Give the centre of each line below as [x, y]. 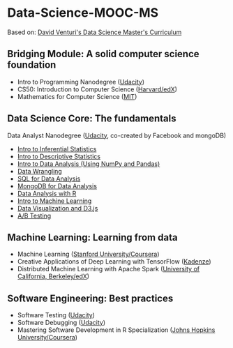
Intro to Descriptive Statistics [59, 156]
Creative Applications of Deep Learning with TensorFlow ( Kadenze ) [114, 262]
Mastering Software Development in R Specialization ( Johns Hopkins [116, 330]
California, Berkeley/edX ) [53, 276]
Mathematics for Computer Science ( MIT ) [77, 96]
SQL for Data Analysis [49, 179]
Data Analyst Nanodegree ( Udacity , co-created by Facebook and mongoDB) [117, 135]
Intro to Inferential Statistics [57, 149]
